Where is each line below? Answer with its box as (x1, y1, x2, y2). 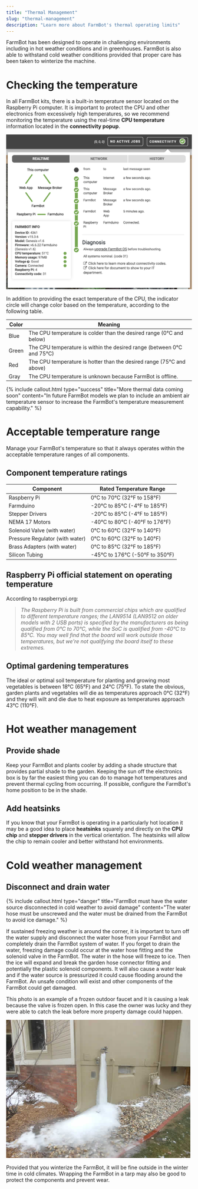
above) (28, 364, 46, 371)
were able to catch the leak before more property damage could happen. (6, 1008, 183, 1015)
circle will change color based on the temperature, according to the (6, 301, 170, 309)
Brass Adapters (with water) (8, 543, 77, 551)
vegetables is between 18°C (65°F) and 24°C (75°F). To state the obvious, (6, 683, 186, 690)
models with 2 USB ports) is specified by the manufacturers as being (20, 619, 189, 626)
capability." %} (6, 404, 42, 412)
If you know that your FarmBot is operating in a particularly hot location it (6, 819, 183, 826)
